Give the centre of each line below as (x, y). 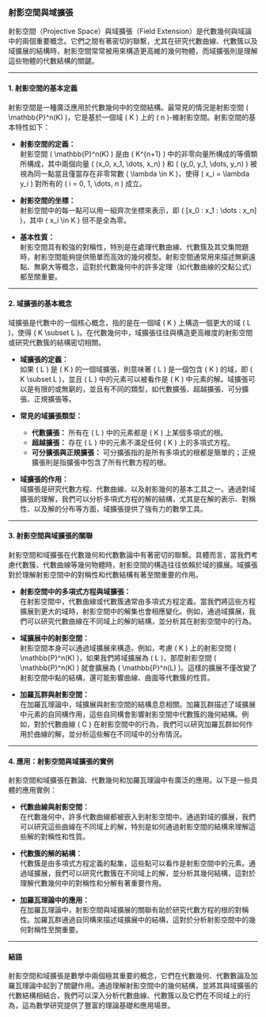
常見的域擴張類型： (51, 415)
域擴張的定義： (44, 359)
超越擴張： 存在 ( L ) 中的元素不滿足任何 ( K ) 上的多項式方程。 (133, 442)
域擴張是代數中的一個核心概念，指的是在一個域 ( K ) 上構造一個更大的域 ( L (130, 322)
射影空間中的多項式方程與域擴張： (75, 591)
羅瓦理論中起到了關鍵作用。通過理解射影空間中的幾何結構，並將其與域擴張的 (133, 986)
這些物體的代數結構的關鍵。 (53, 61)
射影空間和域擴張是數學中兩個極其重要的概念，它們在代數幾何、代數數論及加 (133, 976)
